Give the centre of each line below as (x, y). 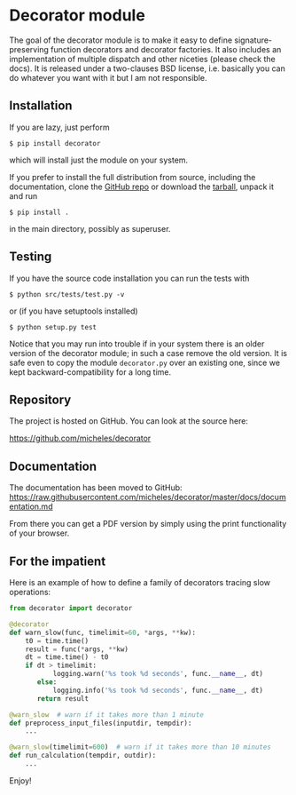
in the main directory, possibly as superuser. (90, 228)
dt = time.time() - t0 (67, 657)
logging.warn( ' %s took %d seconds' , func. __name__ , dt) (158, 674)
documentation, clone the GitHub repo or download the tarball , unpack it (142, 187)
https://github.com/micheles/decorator (80, 438)
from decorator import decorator (71, 608)
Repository (40, 399)
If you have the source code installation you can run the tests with (129, 278)
